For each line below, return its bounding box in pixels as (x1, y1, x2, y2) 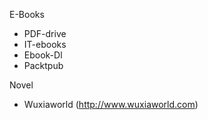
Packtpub (23, 60, 64, 71)
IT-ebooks (23, 39, 67, 50)
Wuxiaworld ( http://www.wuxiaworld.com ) (23, 99, 199, 110)
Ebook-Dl (23, 49, 63, 61)
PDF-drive (23, 28, 67, 39)
